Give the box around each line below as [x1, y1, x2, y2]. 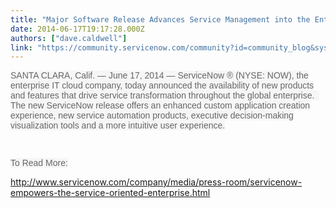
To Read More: [10, 157, 68, 169]
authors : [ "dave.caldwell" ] [10, 33, 128, 43]
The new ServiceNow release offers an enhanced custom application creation [10, 100, 311, 111]
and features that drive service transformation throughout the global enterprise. [10, 90, 315, 101]
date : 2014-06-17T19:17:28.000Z [10, 24, 145, 34]
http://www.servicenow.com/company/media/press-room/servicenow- [10, 176, 303, 188]
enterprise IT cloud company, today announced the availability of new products [10, 80, 315, 91]
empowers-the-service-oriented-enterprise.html [10, 187, 211, 199]
